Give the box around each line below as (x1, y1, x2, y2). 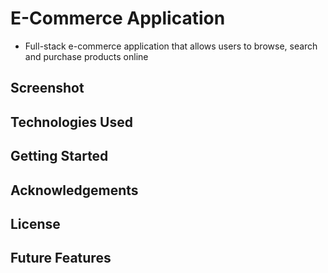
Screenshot (10, 80, 85, 97)
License (10, 215, 61, 232)
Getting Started (10, 148, 109, 165)
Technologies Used (10, 113, 133, 131)
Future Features (10, 250, 112, 267)
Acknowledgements (10, 182, 139, 199)
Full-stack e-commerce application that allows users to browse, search (24, 40, 318, 52)
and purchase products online (24, 50, 149, 62)
